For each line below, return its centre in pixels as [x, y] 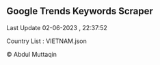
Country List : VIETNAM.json [46, 41]
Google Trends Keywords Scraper [80, 11]
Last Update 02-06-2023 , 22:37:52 [57, 27]
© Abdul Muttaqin [32, 54]
